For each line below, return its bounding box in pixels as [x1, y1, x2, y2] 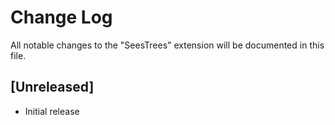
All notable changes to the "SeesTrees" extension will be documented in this [10, 39, 325, 51]
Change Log [10, 6, 113, 29]
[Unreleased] [10, 79, 95, 96]
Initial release [24, 105, 80, 117]
